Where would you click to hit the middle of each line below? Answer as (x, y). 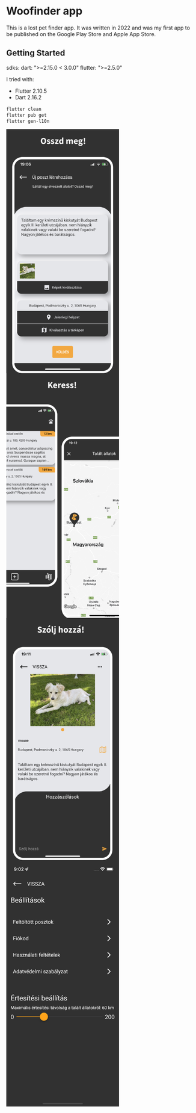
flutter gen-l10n (28, 121)
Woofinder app (44, 11)
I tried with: (20, 79)
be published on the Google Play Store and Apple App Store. (81, 34)
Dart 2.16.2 (28, 97)
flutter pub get (26, 115)
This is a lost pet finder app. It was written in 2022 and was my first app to (98, 28)
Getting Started (36, 53)
